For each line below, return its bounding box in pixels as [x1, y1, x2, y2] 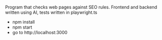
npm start [12, 24, 32, 30]
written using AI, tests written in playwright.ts [5, 9, 98, 15]
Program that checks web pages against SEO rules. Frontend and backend [5, 4, 158, 10]
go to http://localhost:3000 [12, 30, 68, 35]
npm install [12, 19, 35, 25]
